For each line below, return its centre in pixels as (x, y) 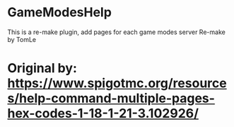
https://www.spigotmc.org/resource (117, 83)
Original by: (42, 68)
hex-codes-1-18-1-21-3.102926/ (103, 114)
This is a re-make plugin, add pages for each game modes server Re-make (117, 32)
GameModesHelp (59, 12)
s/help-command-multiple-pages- (111, 98)
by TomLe (22, 39)
